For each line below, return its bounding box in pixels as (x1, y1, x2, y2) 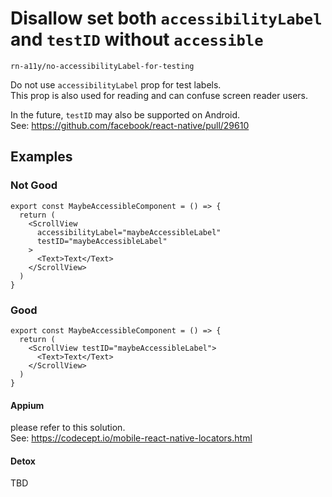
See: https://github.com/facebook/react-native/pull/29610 (10, 119, 250, 131)
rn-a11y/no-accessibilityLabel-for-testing (10, 61, 195, 71)
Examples (10, 148, 73, 166)
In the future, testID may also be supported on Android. (10, 108, 241, 121)
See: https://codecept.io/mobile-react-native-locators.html (10, 432, 253, 444)
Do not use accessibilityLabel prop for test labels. (10, 78, 222, 91)
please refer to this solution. (10, 422, 126, 434)
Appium (10, 399, 45, 411)
